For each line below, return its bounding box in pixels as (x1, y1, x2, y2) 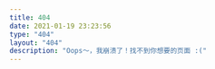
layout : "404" (9, 38, 64, 47)
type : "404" (9, 30, 54, 39)
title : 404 (9, 13, 51, 22)
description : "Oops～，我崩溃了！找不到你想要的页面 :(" (9, 47, 207, 56)
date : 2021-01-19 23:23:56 (9, 22, 112, 30)
